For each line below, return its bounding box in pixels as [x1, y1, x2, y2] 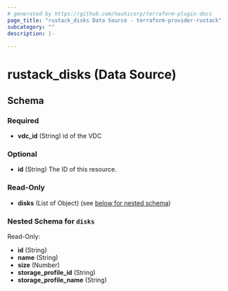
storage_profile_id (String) [17, 268, 96, 276]
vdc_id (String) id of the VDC [17, 131, 102, 140]
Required [7, 115, 39, 125]
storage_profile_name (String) [17, 276, 108, 284]
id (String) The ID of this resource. [17, 165, 118, 174]
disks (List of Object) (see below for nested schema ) [17, 198, 171, 207]
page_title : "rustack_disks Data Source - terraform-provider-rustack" [7, 17, 222, 24]
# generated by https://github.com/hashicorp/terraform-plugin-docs [7, 10, 213, 18]
